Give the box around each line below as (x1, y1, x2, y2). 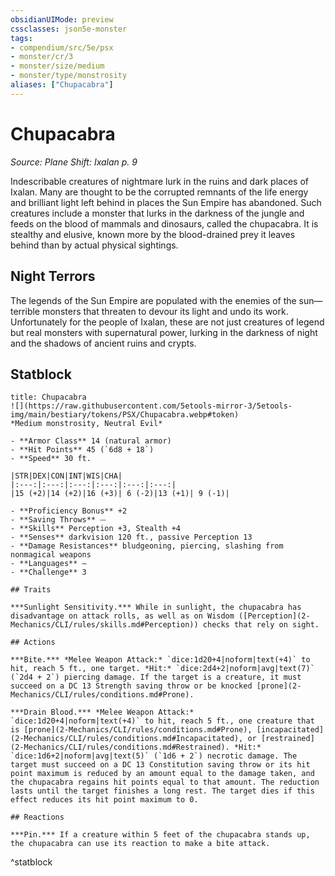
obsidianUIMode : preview (10, 14, 114, 25)
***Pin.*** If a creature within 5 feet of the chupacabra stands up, (10, 830, 311, 840)
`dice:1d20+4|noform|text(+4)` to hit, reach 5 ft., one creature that (10, 716, 315, 726)
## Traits (10, 585, 52, 595)
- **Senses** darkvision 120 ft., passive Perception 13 (10, 532, 253, 543)
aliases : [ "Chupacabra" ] (10, 80, 114, 90)
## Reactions (10, 812, 65, 823)
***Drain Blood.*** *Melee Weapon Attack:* (10, 707, 195, 718)
